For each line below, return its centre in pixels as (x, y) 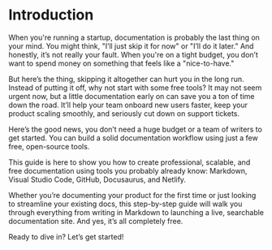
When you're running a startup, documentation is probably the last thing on (134, 37)
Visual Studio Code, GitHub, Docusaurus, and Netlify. (97, 179)
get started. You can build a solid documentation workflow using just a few (133, 138)
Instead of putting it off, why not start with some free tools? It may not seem (135, 88)
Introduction (51, 15)
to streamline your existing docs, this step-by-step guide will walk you (125, 204)
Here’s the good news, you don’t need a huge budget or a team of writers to (135, 129)
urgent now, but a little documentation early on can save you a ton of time (132, 96)
